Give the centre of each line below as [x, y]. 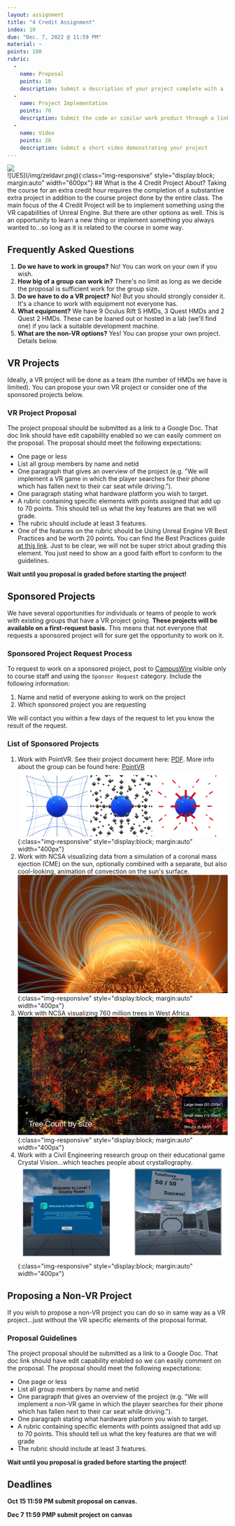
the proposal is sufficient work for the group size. [88, 289]
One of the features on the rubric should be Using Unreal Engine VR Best [122, 531]
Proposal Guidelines [42, 1338]
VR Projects [33, 363]
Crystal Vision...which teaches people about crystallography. [105, 1162]
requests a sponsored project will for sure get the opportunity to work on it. [116, 636]
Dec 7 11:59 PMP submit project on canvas [70, 1515]
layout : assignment [36, 15]
